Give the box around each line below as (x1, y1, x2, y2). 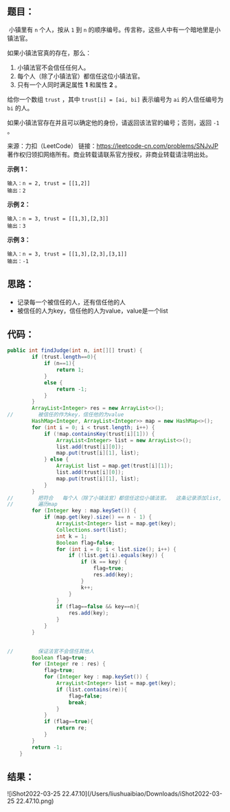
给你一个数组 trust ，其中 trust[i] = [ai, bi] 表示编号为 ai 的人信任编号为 (7, 95, 224, 103)
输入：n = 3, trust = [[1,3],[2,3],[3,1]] (7, 250, 128, 258)
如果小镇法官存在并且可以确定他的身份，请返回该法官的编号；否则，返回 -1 (7, 118, 220, 127)
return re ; (56, 725, 88, 731)
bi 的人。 (7, 103, 34, 112)
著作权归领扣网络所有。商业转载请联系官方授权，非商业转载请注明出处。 (7, 150, 211, 158)
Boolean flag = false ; (56, 539, 115, 546)
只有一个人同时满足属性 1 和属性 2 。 (16, 81, 122, 89)
